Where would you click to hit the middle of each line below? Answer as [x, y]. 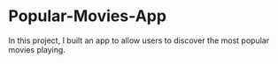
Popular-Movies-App [88, 16]
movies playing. [37, 49]
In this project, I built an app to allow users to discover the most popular [139, 40]
